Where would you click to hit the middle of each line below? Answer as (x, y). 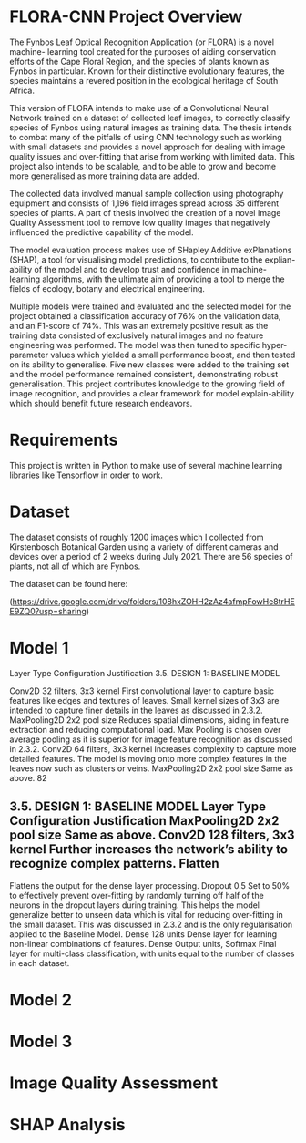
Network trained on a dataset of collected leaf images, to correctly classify (150, 118)
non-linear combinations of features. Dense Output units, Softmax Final (143, 943)
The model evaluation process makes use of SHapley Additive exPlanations (151, 250)
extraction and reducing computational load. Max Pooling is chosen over (145, 729)
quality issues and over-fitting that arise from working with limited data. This (153, 156)
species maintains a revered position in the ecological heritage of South (144, 80)
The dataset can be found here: (69, 583)
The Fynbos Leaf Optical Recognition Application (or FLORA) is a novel (142, 42)
